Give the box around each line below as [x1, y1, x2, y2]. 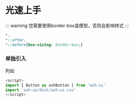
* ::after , [5, 37, 26, 42]
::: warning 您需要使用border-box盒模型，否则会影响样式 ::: [5, 22, 129, 29]
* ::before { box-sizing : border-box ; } [5, 42, 83, 47]
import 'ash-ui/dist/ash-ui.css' [5, 87, 76, 92]
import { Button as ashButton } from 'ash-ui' [5, 83, 106, 88]
